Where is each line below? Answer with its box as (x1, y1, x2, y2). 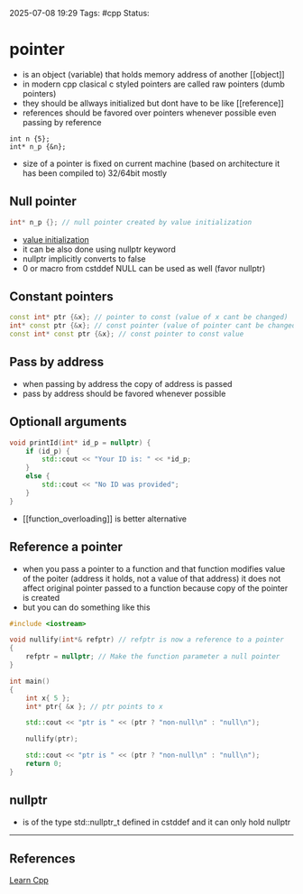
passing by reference (22, 116, 102, 127)
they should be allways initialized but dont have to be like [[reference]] (22, 97, 284, 108)
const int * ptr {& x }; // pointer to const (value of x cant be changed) (9, 313, 289, 322)
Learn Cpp (9, 875, 50, 886)
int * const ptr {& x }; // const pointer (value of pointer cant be (9, 321, 264, 330)
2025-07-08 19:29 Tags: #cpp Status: (9, 8, 151, 18)
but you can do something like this (22, 602, 151, 613)
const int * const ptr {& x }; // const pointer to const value (9, 329, 244, 339)
